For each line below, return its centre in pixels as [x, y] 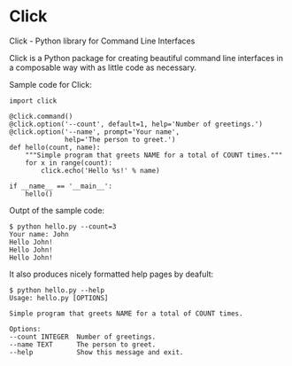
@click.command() [41, 116]
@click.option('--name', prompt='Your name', [94, 132]
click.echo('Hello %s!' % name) [101, 170]
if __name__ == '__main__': [61, 186]
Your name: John [39, 234]
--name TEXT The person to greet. [83, 344]
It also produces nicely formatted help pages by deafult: [111, 274]
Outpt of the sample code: [57, 210]
